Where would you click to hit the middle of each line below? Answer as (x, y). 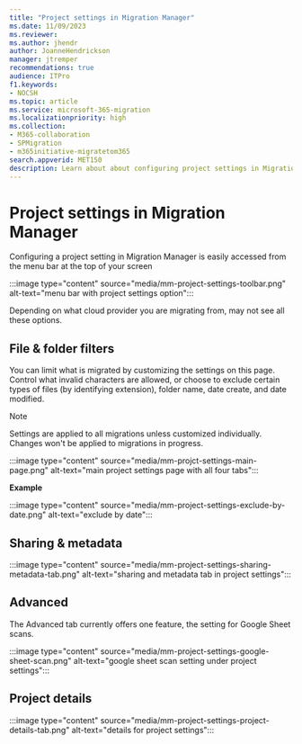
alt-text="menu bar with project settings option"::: (102, 293)
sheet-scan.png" (40, 660)
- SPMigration (36, 143)
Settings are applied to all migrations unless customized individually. (136, 434)
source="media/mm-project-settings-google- (185, 651)
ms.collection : (38, 127)
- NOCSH (24, 93)
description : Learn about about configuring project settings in (134, 168)
